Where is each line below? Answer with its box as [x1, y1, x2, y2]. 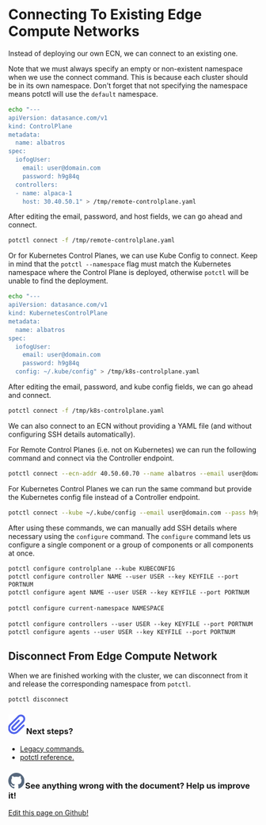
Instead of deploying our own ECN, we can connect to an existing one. [8, 48, 238, 58]
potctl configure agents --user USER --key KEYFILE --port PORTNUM [8, 628, 236, 636]
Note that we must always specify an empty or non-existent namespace [8, 63, 243, 73]
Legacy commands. [19, 743, 85, 754]
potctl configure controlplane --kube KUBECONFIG [8, 564, 176, 572]
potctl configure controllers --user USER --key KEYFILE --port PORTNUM [8, 620, 253, 628]
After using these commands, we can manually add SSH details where [8, 523, 237, 533]
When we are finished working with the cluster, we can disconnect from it [8, 670, 249, 680]
